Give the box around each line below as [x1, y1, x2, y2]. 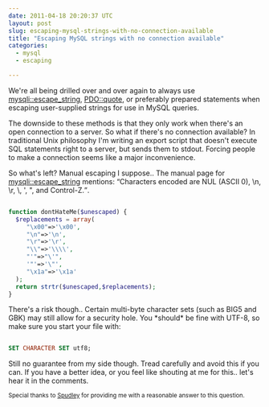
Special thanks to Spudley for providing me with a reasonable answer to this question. [8, 392, 245, 400]
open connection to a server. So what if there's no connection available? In [8, 126, 255, 137]
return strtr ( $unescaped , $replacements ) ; [15, 282, 157, 290]
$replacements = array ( [15, 215, 95, 224]
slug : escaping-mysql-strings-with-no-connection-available [8, 27, 214, 35]
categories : [8, 42, 48, 50]
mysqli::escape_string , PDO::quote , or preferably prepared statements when [8, 94, 261, 104]
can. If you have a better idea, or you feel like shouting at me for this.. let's [8, 368, 255, 377]
